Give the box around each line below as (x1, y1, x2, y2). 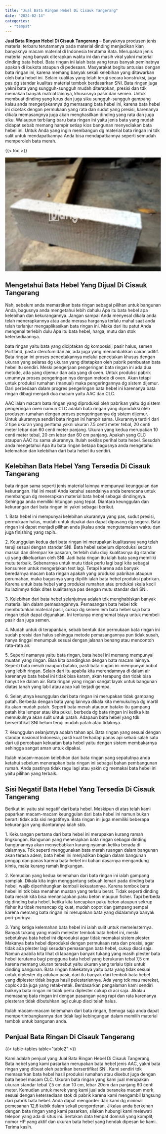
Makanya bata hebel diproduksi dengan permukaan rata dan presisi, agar (5, 940, 154, 946)
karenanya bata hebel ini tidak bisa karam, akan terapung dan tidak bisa (5, 673, 152, 679)
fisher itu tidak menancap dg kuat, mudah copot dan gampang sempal (5, 904, 148, 910)
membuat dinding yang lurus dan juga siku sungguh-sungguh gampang (5, 96, 151, 102)
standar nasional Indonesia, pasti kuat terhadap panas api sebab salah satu (5, 735, 159, 741)
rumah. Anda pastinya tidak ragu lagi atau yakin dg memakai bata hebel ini (5, 765, 157, 771)
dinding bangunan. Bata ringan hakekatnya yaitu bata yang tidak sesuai (5, 966, 151, 972)
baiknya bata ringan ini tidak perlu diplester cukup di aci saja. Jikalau (5, 988, 145, 994)
